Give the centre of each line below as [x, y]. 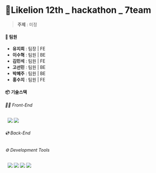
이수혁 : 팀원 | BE [29, 55]
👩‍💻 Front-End [19, 105]
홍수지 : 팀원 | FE [29, 80]
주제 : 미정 [27, 24]
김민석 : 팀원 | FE [29, 61]
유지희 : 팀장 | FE [29, 49]
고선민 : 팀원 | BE [29, 67]
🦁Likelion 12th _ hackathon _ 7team [78, 10]
